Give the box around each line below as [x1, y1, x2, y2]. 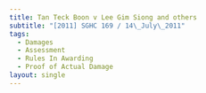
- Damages [17, 37, 54, 47]
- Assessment [17, 46, 66, 55]
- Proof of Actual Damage [17, 63, 114, 72]
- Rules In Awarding [17, 54, 94, 63]
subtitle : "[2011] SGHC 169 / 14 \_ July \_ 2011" [9, 21, 185, 30]
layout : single [9, 71, 66, 80]
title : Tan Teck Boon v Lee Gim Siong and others [9, 12, 198, 22]
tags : [9, 29, 29, 38]
